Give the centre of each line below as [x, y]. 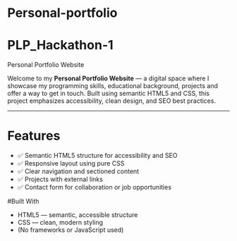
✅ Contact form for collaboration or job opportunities [94, 187]
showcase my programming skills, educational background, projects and [113, 86]
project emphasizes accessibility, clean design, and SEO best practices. [112, 101]
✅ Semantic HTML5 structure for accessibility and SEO [97, 156]
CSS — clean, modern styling [60, 223]
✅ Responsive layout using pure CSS [71, 163]
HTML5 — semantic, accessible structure [78, 215]
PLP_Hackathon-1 [61, 45]
